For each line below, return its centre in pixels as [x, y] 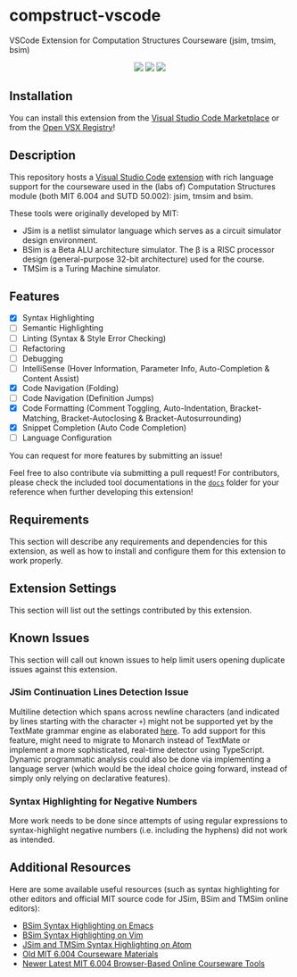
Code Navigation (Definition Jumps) [88, 397]
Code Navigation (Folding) [70, 388]
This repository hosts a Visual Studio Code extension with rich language [141, 177]
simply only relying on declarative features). [90, 778]
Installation [41, 96]
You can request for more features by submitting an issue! [116, 455]
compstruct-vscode [85, 16]
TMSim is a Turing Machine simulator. [91, 268]
